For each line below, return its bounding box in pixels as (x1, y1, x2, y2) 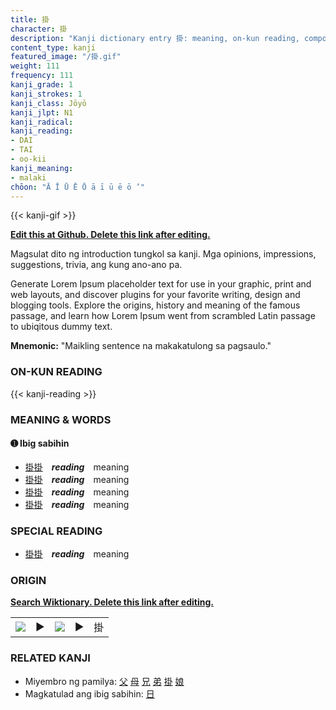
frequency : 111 (10, 71, 74, 81)
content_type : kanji (10, 42, 97, 53)
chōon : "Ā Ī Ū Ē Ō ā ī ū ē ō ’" (10, 182, 145, 192)
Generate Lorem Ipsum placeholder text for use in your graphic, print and (10, 278, 312, 290)
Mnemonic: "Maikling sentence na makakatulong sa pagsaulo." (10, 340, 272, 352)
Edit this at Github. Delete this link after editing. (10, 229, 211, 241)
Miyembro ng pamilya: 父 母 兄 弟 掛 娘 (24, 675, 185, 687)
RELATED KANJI (10, 651, 91, 665)
